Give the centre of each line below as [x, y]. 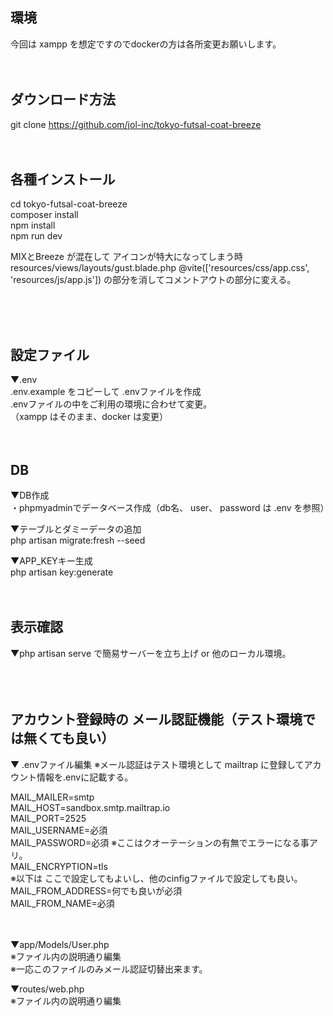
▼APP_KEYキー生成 [51, 561]
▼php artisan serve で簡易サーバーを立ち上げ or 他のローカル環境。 [151, 653]
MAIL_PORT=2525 [48, 818]
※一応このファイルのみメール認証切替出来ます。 [109, 969]
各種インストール [63, 179]
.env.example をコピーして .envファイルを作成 [106, 392]
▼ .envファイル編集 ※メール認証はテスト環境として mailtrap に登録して [157, 764]
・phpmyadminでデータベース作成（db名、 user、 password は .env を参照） [170, 508]
